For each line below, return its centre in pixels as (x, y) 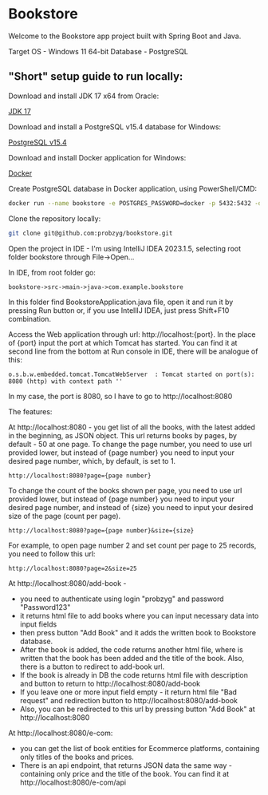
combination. (30, 318)
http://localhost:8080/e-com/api (73, 782)
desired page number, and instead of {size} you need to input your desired (131, 507)
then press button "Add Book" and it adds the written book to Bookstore (138, 632)
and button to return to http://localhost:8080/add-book (110, 683)
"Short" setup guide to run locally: (96, 77)
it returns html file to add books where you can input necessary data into (139, 615)
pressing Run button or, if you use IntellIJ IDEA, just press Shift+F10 (119, 310)
